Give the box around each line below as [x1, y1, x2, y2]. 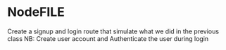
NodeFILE [7, 4, 65, 20]
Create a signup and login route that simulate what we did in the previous [7, 27, 220, 35]
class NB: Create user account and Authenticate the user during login [7, 34, 209, 42]
